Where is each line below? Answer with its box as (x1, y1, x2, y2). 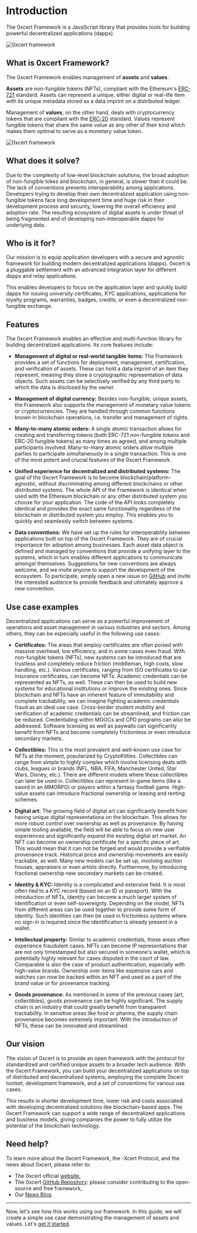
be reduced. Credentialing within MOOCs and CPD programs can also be (14, 716, 191, 723)
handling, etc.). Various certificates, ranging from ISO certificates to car (14, 667, 188, 673)
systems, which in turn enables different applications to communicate (14, 554, 183, 561)
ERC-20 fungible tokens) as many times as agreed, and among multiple (14, 438, 187, 445)
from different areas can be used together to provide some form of (14, 906, 176, 913)
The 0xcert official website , (14, 1172, 81, 1179)
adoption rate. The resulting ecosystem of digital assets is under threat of (6, 209, 184, 216)
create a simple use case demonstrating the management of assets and (6, 1214, 179, 1221)
